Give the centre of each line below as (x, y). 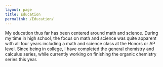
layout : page (19, 10)
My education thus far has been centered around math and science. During (82, 33)
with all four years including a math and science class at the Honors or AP (80, 44)
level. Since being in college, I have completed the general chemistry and (80, 49)
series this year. (21, 60)
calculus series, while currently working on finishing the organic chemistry (81, 54)
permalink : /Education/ (30, 19)
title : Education (23, 14)
